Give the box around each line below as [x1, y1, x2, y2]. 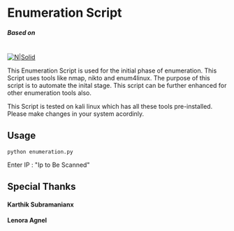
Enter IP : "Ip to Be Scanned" [7, 161, 90, 169]
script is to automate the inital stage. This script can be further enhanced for [7, 81, 227, 89]
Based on [7, 28, 36, 36]
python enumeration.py [7, 148, 73, 155]
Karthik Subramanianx [7, 200, 75, 209]
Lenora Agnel [7, 216, 47, 225]
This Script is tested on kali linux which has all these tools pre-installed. [7, 102, 213, 110]
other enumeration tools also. [7, 89, 92, 97]
